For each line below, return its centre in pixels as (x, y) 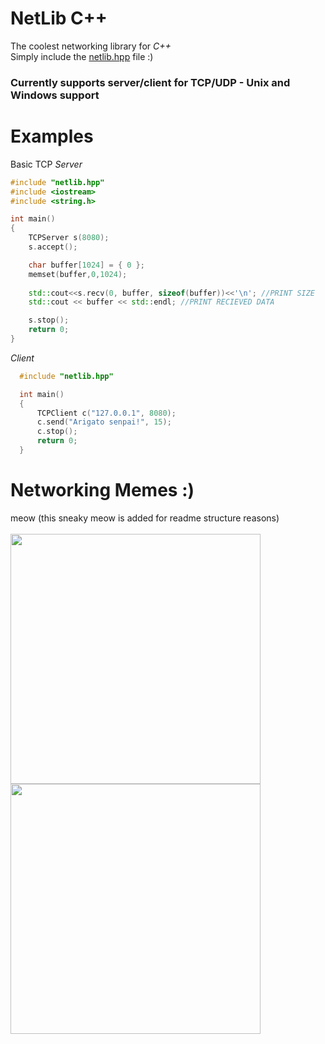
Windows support (55, 95)
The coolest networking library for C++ (91, 46)
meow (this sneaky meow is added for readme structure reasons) (145, 518)
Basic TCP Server (46, 164)
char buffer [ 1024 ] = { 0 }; (86, 265)
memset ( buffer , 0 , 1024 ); (78, 274)
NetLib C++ (59, 18)
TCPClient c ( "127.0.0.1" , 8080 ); (106, 413)
